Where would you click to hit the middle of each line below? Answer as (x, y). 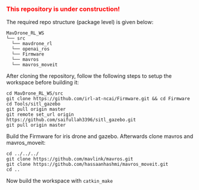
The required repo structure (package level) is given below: (80, 22)
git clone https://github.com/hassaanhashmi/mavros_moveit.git (87, 165)
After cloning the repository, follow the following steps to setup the (89, 76)
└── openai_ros (31, 49)
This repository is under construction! (63, 9)
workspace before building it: (43, 83)
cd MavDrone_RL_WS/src (35, 93)
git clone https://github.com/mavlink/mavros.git (70, 159)
